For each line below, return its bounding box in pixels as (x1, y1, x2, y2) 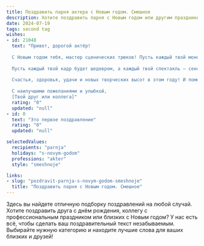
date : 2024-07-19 (6, 20, 50, 26)
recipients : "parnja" (12, 144, 67, 150)
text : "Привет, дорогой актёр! (12, 43, 91, 49)
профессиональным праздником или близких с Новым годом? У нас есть (6, 214, 198, 220)
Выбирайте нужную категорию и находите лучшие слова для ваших (6, 227, 183, 233)
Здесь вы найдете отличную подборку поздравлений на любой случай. (6, 200, 192, 208)
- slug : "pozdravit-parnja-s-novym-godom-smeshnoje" (6, 178, 143, 184)
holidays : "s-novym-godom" (12, 150, 80, 156)
